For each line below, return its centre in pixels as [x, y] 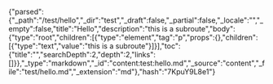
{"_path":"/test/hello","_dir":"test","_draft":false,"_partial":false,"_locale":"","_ [136, 20]
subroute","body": [205, 29]
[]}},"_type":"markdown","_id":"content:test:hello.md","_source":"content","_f [136, 63]
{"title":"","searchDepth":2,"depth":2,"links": [82, 55]
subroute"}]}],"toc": [148, 46]
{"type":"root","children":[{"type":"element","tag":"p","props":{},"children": [133, 37]
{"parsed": [26, 12]
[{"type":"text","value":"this [54, 46]
